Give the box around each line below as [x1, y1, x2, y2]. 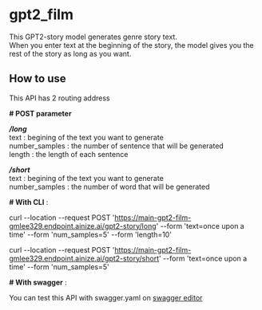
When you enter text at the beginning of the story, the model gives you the [9, 40, 254, 49]
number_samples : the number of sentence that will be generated [9, 141, 224, 151]
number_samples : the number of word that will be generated [9, 182, 210, 191]
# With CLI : [9, 197, 49, 206]
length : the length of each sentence [9, 149, 129, 159]
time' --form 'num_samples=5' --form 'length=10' [9, 230, 173, 239]
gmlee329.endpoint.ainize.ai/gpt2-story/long [9, 221, 157, 230]
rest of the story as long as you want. [9, 49, 132, 58]
